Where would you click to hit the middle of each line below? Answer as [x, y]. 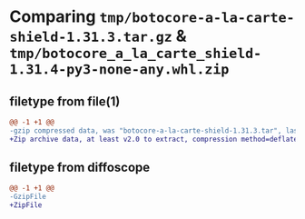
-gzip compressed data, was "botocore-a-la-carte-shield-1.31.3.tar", [146, 130]
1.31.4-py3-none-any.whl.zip [119, 70]
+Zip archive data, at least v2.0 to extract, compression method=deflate [154, 139]
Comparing [53, 17]
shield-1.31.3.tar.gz [91, 38]
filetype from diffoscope [80, 168]
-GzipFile [28, 197]
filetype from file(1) [65, 101]
